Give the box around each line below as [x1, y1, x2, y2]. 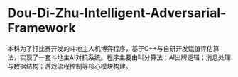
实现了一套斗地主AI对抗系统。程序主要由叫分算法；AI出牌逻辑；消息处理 [19, 53, 231, 61]
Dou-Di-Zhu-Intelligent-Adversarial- [7, 5, 227, 21]
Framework [7, 20, 76, 36]
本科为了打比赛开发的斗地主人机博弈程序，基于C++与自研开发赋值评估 [7, 44, 213, 52]
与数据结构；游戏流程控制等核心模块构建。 [7, 61, 132, 70]
